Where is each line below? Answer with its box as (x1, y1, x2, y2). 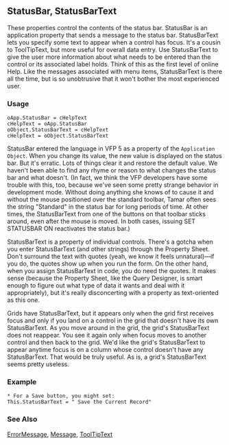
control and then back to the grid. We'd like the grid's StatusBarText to (7, 338, 206, 346)
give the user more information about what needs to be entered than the (7, 53, 211, 61)
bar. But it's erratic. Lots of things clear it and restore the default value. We (7, 159, 218, 167)
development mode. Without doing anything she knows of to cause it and (7, 188, 214, 196)
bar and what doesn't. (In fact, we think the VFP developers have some (7, 174, 208, 182)
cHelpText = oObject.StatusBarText (7, 133, 109, 140)
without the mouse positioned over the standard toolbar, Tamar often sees (7, 195, 217, 204)
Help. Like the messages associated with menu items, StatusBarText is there (7, 67, 223, 75)
